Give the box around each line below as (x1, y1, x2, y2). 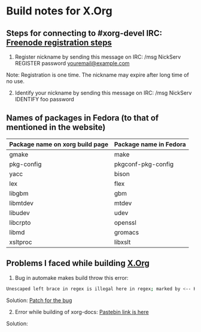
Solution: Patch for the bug (6, 297, 72, 304)
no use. (6, 78, 25, 84)
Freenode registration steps (6, 37, 112, 47)
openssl (114, 218, 136, 227)
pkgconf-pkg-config (114, 160, 174, 168)
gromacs (114, 228, 139, 236)
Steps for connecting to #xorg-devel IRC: (6, 28, 163, 38)
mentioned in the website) (6, 122, 106, 132)
